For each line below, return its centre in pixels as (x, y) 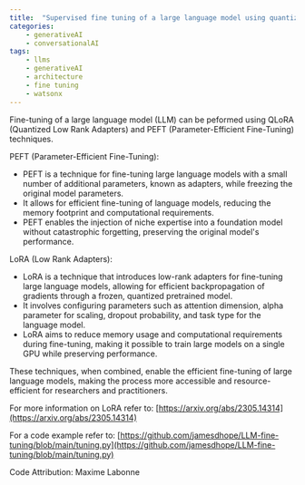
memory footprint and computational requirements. (118, 212)
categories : (32, 26)
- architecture (54, 77)
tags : (20, 52)
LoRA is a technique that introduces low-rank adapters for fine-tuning (152, 276)
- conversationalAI (63, 43)
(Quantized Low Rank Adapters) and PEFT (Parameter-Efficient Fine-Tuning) (152, 129)
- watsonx (44, 93)
